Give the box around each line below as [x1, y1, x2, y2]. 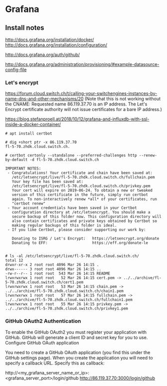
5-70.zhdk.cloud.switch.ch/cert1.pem [5, 280, 84, 285]
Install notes [5, 23, 44, 32]
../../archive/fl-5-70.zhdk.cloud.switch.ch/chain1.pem [5, 288, 124, 293]
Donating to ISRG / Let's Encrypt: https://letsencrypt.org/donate [11, 236, 160, 241]
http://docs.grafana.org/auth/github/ [5, 51, 80, 57]
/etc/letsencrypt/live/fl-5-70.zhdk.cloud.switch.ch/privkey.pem [11, 183, 151, 188]
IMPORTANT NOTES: [5, 166, 41, 171]
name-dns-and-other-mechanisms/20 [5, 96, 84, 102]
